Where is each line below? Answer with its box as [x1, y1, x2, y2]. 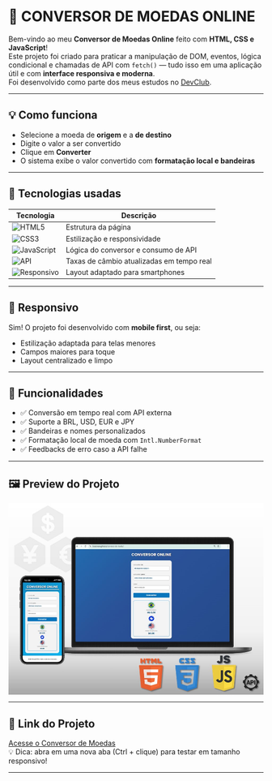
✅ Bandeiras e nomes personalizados [19, 426, 146, 436]
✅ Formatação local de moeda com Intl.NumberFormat [19, 436, 202, 445]
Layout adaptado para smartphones [66, 268, 185, 277]
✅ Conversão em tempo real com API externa [19, 408, 172, 418]
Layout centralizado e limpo [19, 355, 113, 365]
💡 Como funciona [8, 109, 98, 122]
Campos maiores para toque [19, 346, 116, 356]
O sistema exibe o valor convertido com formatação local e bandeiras [19, 156, 256, 165]
